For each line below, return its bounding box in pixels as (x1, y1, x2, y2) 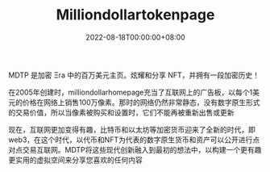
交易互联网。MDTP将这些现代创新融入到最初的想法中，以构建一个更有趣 (22, 145, 262, 154)
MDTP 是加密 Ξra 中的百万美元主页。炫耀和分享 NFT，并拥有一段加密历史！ (8, 70, 260, 80)
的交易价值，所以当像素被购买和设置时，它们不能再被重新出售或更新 (8, 107, 235, 117)
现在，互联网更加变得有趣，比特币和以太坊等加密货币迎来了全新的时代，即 (8, 124, 255, 134)
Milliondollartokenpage (56, 6, 215, 24)
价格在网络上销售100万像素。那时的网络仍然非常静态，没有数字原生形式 (22, 97, 260, 107)
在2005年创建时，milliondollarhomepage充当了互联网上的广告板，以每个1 (8, 87, 253, 97)
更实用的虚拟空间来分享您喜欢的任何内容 (8, 155, 143, 165)
